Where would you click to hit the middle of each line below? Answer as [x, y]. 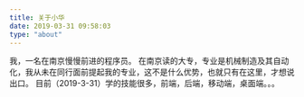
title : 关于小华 [37, 18]
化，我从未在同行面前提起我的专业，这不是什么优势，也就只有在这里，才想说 [152, 72]
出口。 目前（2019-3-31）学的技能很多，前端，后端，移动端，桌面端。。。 [145, 84]
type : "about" [36, 34]
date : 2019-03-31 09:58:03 [60, 26]
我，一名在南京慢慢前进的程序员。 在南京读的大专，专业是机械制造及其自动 [149, 61]
